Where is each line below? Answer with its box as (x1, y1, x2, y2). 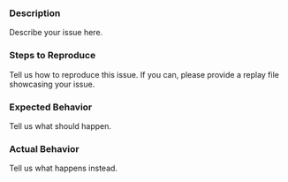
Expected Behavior (9, 101, 93, 113)
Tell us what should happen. (9, 120, 112, 131)
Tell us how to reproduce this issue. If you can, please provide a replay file (9, 69, 280, 80)
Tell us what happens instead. (9, 163, 117, 174)
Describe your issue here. (9, 27, 103, 38)
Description (9, 7, 61, 19)
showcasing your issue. (9, 79, 95, 89)
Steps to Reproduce (9, 49, 96, 62)
